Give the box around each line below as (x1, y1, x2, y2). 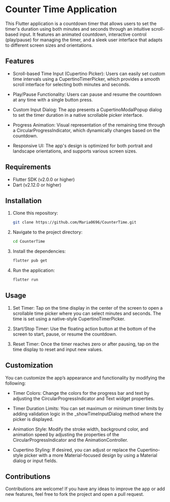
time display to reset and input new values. (12, 346, 103, 353)
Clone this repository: (12, 210, 58, 216)
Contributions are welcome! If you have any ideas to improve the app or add (5, 486, 165, 492)
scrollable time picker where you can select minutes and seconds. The (12, 310, 161, 316)
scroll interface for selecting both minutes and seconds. (12, 81, 131, 87)
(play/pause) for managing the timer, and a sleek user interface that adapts (5, 37, 163, 43)
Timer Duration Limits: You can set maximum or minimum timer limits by (12, 405, 164, 411)
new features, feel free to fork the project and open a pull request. (5, 491, 144, 497)
